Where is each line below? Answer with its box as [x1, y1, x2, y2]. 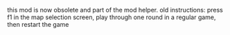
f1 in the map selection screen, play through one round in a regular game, [7, 13, 216, 21]
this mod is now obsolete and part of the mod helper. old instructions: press [7, 6, 223, 14]
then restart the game [7, 21, 69, 28]
